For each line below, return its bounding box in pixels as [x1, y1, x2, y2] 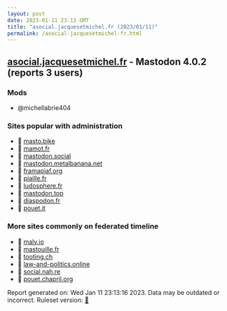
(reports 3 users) [7, 67, 83, 78]
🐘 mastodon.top [17, 189, 64, 198]
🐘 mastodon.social [17, 152, 71, 160]
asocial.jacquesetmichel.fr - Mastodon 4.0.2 [7, 55, 207, 67]
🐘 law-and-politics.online [17, 260, 90, 268]
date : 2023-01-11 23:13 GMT [7, 17, 90, 24]
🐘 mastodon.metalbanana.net [17, 159, 103, 168]
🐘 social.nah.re [17, 267, 61, 275]
